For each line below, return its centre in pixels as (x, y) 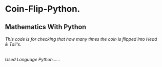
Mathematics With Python (46, 27)
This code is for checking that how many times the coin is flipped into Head (81, 39)
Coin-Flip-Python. (43, 9)
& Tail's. (13, 44)
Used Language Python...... (32, 59)
